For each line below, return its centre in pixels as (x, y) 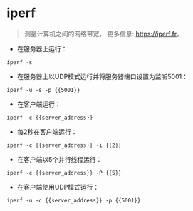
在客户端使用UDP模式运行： (58, 187)
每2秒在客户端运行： (47, 132)
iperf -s (20, 62)
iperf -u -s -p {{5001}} (43, 90)
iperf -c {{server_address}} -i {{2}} (64, 145)
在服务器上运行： (42, 48)
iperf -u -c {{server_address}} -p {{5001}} (74, 200)
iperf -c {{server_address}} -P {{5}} (64, 173)
